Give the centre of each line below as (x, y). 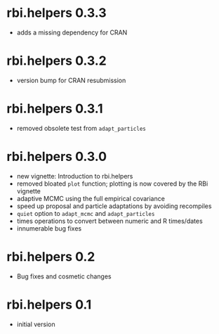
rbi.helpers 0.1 (49, 304)
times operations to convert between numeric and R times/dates (109, 221)
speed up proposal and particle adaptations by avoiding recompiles (114, 206)
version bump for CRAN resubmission (71, 80)
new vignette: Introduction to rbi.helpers (75, 176)
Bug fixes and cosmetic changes (64, 276)
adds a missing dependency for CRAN (72, 32)
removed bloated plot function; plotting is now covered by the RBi (112, 184)
